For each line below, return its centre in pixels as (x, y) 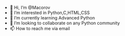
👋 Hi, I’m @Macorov (30, 8)
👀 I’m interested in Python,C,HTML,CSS (50, 13)
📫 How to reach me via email (40, 28)
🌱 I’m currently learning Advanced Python (52, 18)
